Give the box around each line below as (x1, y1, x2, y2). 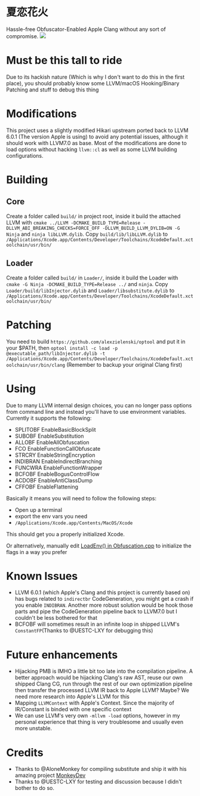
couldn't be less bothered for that (14, 614, 97, 622)
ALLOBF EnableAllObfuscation (14, 438, 90, 445)
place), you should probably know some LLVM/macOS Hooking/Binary (6, 79, 180, 87)
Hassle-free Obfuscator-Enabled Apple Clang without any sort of (6, 25, 166, 33)
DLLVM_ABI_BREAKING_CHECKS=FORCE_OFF (6, 225, 100, 231)
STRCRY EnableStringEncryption (14, 451, 96, 459)
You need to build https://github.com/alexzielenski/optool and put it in (6, 338, 186, 345)
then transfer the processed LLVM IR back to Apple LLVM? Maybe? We (14, 687, 189, 694)
